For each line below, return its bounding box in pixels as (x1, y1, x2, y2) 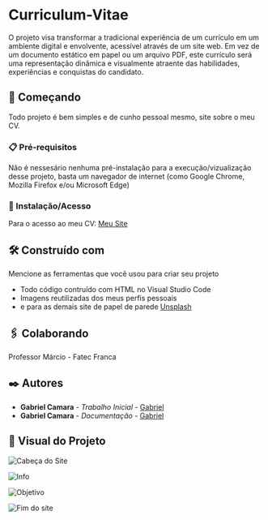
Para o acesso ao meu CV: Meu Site (8, 219, 128, 229)
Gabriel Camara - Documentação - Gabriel (19, 410, 164, 420)
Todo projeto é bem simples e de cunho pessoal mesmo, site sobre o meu (8, 112, 255, 122)
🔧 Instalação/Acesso (8, 200, 91, 212)
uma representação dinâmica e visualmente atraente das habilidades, (8, 58, 240, 68)
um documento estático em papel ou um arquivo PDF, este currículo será (8, 49, 253, 59)
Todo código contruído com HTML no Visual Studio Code (19, 285, 211, 294)
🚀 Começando (8, 91, 81, 105)
